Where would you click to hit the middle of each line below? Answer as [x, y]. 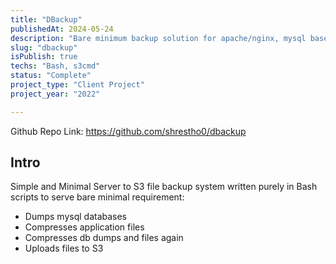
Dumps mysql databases [76, 217]
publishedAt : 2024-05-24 [62, 29]
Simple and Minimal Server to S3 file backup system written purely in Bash [164, 187]
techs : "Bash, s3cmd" [55, 66]
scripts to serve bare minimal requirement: [97, 197]
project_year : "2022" [55, 94]
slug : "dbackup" [44, 47]
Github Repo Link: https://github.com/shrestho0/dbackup [128, 131]
